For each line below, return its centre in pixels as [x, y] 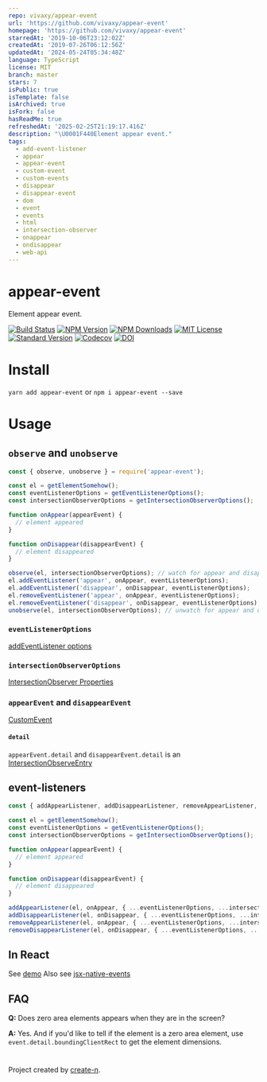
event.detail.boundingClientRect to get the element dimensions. [115, 1042]
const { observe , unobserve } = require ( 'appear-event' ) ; [106, 471]
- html [26, 223]
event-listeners [47, 787]
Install [29, 370]
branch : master [33, 75]
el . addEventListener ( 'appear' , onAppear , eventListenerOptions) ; [118, 581]
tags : [17, 141]
